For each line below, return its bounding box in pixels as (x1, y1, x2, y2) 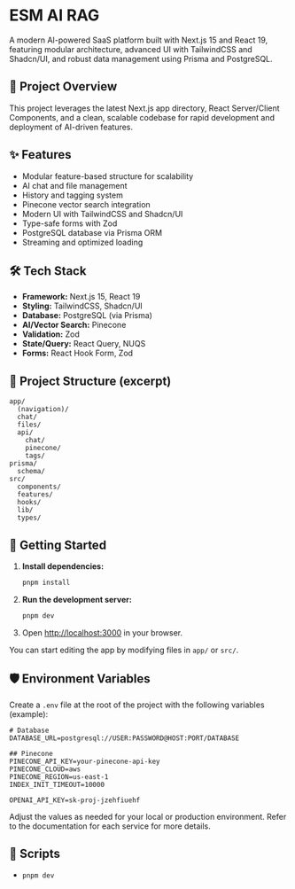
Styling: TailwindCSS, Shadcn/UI (21, 300, 144, 311)
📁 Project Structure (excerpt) (9, 373, 172, 388)
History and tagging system (21, 190, 124, 200)
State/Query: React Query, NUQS (21, 339, 146, 349)
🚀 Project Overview (9, 79, 118, 94)
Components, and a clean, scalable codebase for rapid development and (9, 112, 275, 122)
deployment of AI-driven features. (9, 121, 134, 132)
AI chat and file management (21, 180, 128, 191)
